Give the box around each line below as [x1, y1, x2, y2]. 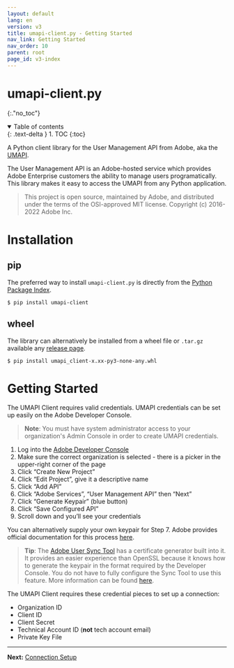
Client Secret [17, 618, 55, 627]
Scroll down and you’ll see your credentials [17, 512, 141, 521]
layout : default [7, 10, 54, 17]
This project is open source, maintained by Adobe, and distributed [24, 193, 214, 201]
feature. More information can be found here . [24, 577, 155, 585]
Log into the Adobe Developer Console [17, 445, 130, 454]
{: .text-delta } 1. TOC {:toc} [7, 130, 86, 138]
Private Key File [17, 633, 63, 641]
